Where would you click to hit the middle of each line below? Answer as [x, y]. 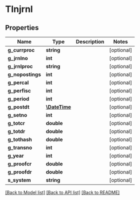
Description [90, 42]
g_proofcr [20, 164]
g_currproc [21, 50]
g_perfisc [19, 91]
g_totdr [16, 131]
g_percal [18, 82]
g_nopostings [24, 74]
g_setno [17, 115]
